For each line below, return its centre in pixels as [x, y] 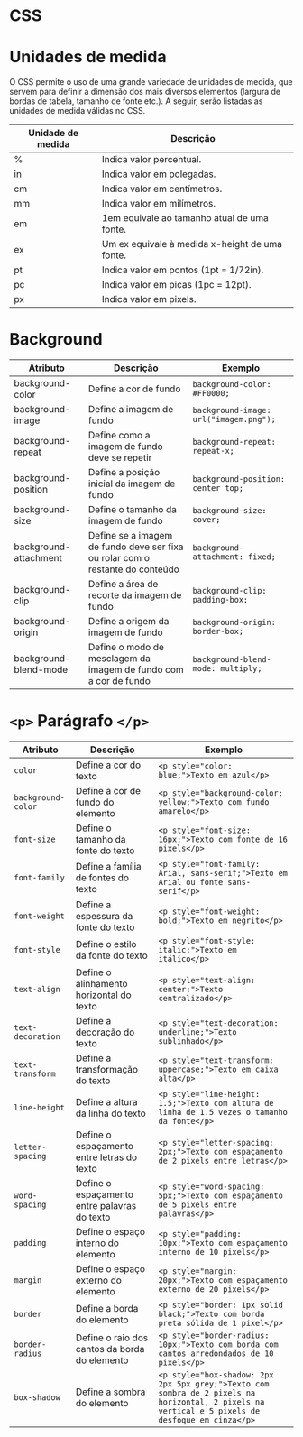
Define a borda [107, 1308]
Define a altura [106, 1102]
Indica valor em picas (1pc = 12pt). [176, 285]
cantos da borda [110, 1349]
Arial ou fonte [191, 882]
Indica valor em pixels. [149, 299]
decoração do [105, 1032]
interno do [97, 1243]
